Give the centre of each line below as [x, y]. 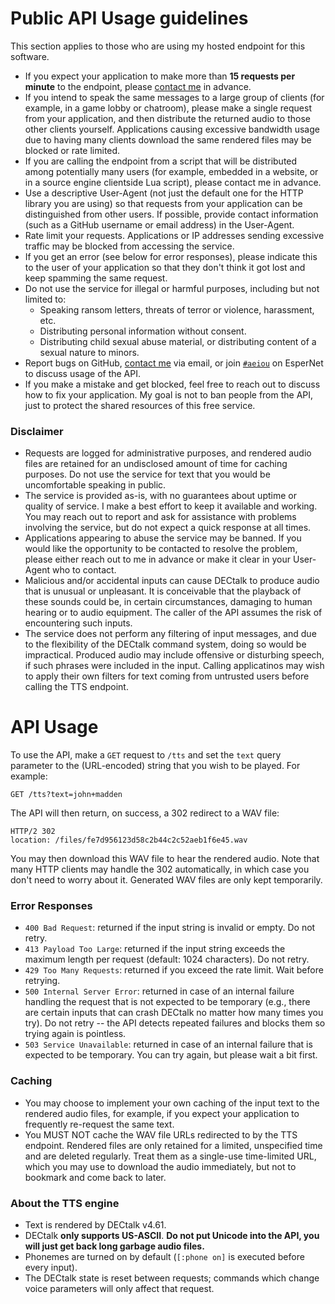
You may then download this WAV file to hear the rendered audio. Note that [165, 859]
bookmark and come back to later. [95, 1177]
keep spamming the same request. [96, 278]
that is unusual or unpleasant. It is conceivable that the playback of [163, 591]
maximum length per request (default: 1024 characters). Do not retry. [167, 959]
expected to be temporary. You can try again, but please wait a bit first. [171, 1055]
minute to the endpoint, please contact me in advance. [138, 86]
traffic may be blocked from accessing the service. [129, 246]
